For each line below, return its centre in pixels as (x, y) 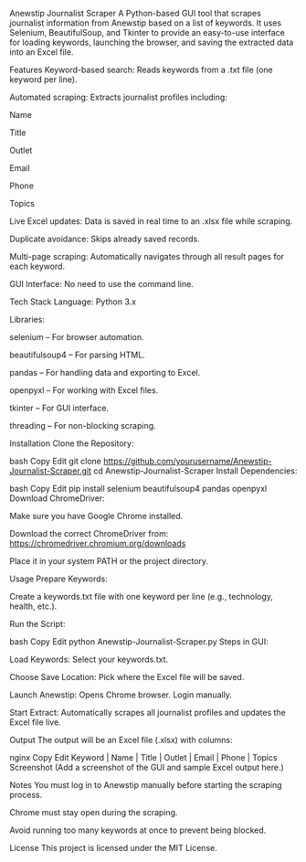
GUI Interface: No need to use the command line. (101, 284)
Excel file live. (35, 722)
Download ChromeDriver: (57, 498)
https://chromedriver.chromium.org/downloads (98, 543)
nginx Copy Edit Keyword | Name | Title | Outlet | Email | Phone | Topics (143, 757)
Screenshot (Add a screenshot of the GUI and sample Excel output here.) (147, 767)
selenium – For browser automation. (77, 337)
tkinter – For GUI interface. (59, 408)
